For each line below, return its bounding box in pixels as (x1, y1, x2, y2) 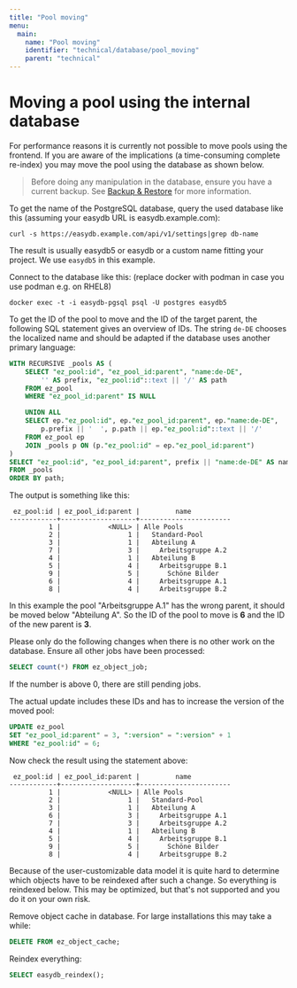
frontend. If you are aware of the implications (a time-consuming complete (9, 150, 281, 160)
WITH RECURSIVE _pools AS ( (9, 359, 113, 368)
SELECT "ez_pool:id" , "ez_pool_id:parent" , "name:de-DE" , (25, 367, 243, 377)
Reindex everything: (9, 953, 82, 964)
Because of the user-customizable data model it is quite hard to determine (9, 865, 280, 875)
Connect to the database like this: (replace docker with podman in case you (9, 271, 285, 282)
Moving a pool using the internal (9, 92, 251, 113)
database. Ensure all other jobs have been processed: (9, 646, 205, 657)
